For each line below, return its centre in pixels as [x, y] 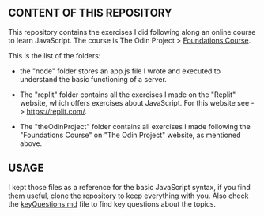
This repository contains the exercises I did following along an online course [132, 32]
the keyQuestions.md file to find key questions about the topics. [112, 203]
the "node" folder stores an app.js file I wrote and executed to [120, 71]
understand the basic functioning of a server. [93, 79]
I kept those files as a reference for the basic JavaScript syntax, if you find [129, 187]
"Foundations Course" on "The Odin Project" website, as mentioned [130, 135]
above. [31, 143]
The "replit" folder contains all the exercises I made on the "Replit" [128, 95]
